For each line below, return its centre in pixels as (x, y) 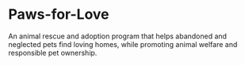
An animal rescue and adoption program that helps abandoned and (118, 36)
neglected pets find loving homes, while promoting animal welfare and (123, 44)
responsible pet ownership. (53, 52)
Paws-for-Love (59, 14)
